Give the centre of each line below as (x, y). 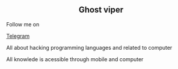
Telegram (18, 36)
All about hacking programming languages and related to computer (89, 47)
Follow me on (23, 24)
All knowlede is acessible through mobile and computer (75, 59)
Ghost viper (101, 10)
